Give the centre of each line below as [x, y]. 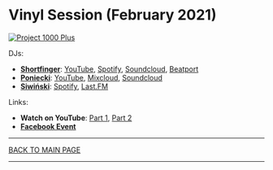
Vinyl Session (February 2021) [113, 15]
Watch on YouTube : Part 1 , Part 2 [76, 118]
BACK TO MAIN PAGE [45, 150]
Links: [18, 102]
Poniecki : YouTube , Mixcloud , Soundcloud [91, 77]
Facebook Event [48, 126]
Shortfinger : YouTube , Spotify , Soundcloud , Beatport [109, 69]
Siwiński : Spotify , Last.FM [64, 86]
